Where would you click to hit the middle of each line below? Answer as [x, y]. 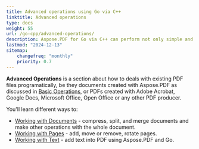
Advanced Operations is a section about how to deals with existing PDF [95, 79]
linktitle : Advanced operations [46, 17]
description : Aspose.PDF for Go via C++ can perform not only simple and [100, 39]
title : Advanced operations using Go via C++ [63, 12]
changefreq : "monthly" [45, 56]
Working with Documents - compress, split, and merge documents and [102, 120]
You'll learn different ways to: [42, 109]
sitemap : [17, 51]
